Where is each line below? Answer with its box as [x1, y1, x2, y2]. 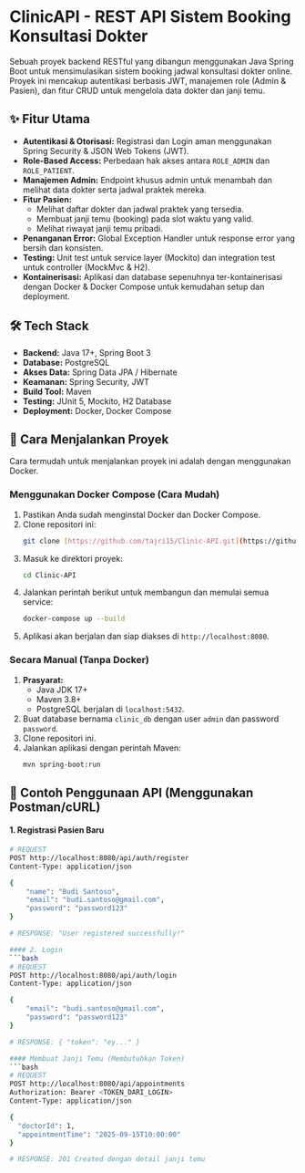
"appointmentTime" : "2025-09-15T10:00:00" [17, 1129, 181, 1139]
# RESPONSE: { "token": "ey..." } [9, 1037, 141, 1046]
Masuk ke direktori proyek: [22, 553, 123, 564]
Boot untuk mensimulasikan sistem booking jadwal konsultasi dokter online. [9, 66, 293, 77]
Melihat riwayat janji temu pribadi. [36, 223, 164, 234]
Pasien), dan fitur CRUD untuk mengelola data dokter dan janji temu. [9, 85, 266, 96]
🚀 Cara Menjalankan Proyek [9, 431, 169, 447]
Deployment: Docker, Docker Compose [22, 405, 172, 416]
